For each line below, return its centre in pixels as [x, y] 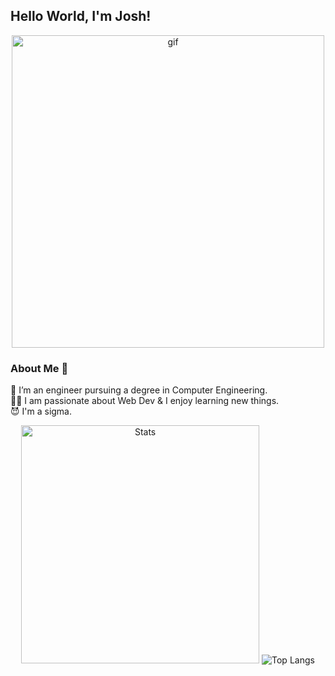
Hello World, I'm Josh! [81, 16]
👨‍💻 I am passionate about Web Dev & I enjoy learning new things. [145, 401]
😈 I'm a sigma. [41, 411]
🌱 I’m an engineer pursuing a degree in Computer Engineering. [139, 390]
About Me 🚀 [39, 368]
